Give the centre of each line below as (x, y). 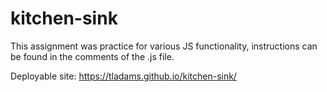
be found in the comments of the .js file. (92, 56)
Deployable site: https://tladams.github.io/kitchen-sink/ (123, 76)
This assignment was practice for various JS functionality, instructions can (164, 46)
